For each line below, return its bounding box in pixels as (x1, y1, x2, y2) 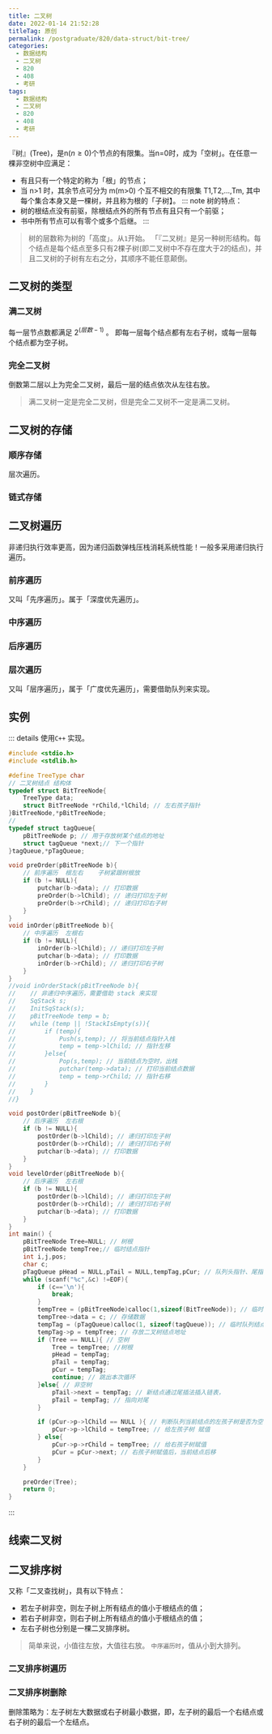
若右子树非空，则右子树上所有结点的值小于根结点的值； (19, 1613, 205, 1623)
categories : (8, 42, 49, 50)
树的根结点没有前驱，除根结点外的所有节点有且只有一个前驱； (19, 206, 227, 216)
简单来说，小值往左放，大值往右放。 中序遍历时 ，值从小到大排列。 (28, 1641, 245, 1651)
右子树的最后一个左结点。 (8, 1717, 94, 1727)
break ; (51, 1290, 74, 1299)
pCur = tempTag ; (51, 1366, 107, 1374)
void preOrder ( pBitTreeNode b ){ (8, 861, 117, 869)
